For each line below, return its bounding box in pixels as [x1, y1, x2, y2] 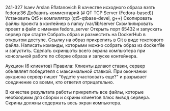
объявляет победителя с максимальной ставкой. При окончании [5, 68, 147, 74]
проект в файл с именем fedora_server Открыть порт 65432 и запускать [5, 26, 162, 32]
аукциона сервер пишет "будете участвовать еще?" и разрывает [5, 74, 147, 79]
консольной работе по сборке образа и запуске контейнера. [5, 53, 138, 59]
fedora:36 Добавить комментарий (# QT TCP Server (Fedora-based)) [5, 10, 154, 16]
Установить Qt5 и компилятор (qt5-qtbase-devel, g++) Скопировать [5, 15, 153, 21]
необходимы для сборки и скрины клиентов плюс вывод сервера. [5, 94, 150, 100]
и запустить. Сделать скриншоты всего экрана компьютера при [5, 48, 146, 53]
